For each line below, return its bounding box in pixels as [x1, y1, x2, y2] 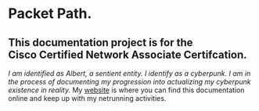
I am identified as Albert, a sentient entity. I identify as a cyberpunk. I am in [8, 69, 251, 78]
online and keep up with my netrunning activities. [8, 94, 167, 102]
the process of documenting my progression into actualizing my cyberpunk [8, 77, 252, 86]
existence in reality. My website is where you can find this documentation [8, 85, 245, 95]
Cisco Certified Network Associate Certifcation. [8, 48, 248, 61]
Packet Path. [8, 5, 92, 23]
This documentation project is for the [8, 36, 193, 49]
